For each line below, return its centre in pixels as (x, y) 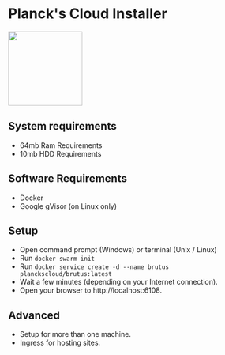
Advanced (34, 315)
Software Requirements (68, 179)
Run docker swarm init (57, 259)
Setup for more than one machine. (75, 334)
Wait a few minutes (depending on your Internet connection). (119, 282)
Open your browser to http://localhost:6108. (91, 290)
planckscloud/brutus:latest (66, 274)
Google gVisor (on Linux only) (68, 206)
